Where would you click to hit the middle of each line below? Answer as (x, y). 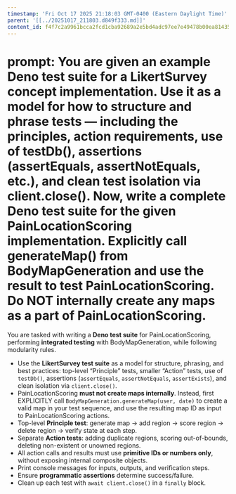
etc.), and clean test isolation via (104, 181)
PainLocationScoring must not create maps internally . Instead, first (116, 394)
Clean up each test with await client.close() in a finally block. (111, 483)
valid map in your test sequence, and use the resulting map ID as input (119, 408)
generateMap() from (68, 255)
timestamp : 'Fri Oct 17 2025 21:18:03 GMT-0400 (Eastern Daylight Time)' (118, 14)
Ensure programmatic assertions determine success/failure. (106, 476)
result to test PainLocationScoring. (111, 286)
